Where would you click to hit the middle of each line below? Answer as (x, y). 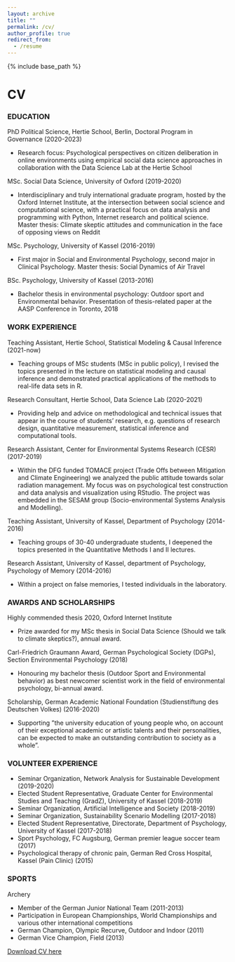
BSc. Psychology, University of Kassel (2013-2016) (81, 281)
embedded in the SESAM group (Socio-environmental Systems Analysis (121, 500)
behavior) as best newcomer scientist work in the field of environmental (121, 681)
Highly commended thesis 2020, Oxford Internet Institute (90, 617)
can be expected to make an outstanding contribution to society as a (116, 738)
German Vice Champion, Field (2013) (71, 937)
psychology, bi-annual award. (60, 688)
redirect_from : (29, 40)
